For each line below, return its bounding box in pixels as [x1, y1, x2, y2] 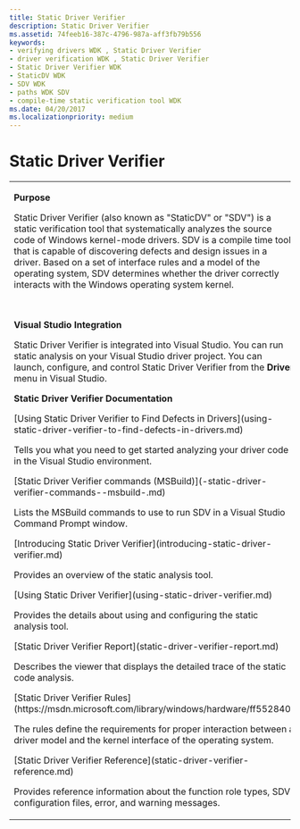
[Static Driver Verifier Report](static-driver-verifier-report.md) [13, 641, 279, 653]
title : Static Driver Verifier [9, 13, 126, 22]
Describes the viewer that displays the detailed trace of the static [13, 660, 287, 673]
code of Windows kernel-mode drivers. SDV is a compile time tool [13, 234, 292, 247]
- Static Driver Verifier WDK [9, 63, 122, 72]
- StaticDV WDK [9, 71, 66, 80]
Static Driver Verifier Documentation [13, 392, 173, 405]
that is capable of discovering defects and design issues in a [13, 245, 268, 257]
